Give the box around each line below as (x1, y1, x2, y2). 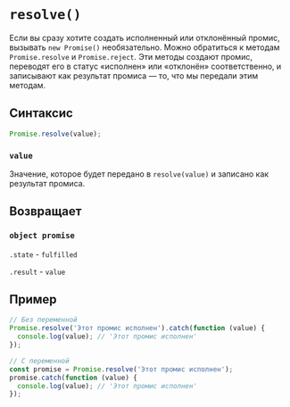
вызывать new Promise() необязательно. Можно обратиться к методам (9, 42, 280, 53)
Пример (9, 292, 57, 307)
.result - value (9, 266, 66, 277)
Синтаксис (9, 105, 73, 121)
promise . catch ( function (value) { (9, 373, 138, 382)
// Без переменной (9, 315, 78, 325)
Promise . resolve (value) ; (9, 129, 102, 138)
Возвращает (9, 203, 82, 220)
